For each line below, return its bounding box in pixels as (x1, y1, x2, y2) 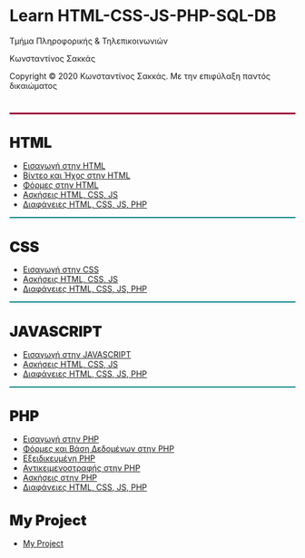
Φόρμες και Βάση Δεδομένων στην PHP (22, 443, 175, 454)
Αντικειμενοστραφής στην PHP (22, 462, 141, 473)
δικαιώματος (9, 80, 57, 91)
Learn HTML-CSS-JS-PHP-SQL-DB (9, 5, 277, 26)
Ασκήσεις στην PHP (22, 472, 98, 483)
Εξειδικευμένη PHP (22, 453, 96, 464)
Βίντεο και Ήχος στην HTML (22, 170, 131, 181)
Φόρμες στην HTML (22, 180, 99, 191)
